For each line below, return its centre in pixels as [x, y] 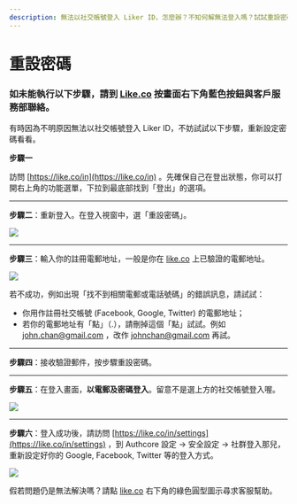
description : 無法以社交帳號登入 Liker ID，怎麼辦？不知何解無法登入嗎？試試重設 [145, 17]
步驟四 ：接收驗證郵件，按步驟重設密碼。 [83, 362]
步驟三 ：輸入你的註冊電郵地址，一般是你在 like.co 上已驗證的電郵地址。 [139, 259]
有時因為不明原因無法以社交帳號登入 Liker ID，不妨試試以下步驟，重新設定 [144, 128]
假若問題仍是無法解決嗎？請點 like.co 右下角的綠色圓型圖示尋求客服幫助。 [143, 491]
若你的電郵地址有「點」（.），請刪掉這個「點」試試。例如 [124, 324]
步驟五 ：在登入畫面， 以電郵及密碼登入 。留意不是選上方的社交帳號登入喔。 [145, 390]
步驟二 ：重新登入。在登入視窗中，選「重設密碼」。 [100, 215]
